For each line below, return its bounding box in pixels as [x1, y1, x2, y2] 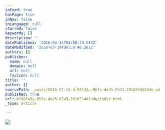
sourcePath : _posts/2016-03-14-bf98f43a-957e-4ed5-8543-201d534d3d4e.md [5, 87, 160, 92]
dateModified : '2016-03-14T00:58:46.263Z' [5, 45, 95, 50]
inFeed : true [5, 7, 33, 13]
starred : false [5, 26, 37, 31]
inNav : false [5, 17, 33, 22]
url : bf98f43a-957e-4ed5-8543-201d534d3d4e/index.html [5, 96, 122, 101]
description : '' [5, 36, 39, 41]
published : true [5, 92, 39, 97]
